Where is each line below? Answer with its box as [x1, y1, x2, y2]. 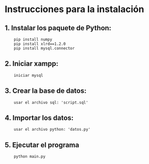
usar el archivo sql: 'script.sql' [14, 100, 89, 105]
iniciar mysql [14, 73, 43, 78]
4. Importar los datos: [5, 114, 74, 122]
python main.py [14, 154, 46, 159]
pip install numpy [14, 37, 52, 42]
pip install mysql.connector [14, 46, 75, 51]
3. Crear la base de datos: [5, 87, 87, 95]
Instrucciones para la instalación [5, 4, 144, 15]
